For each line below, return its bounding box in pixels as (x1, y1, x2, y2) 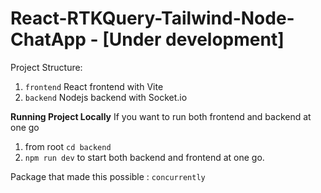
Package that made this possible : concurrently (10, 170, 206, 182)
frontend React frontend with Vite (24, 80, 164, 92)
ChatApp (10, 28, 87, 51)
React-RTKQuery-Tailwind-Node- (10, 7, 295, 30)
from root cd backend (24, 140, 112, 152)
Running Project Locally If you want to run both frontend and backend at (10, 110, 312, 122)
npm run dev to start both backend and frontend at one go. (24, 151, 265, 163)
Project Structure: (10, 61, 83, 73)
